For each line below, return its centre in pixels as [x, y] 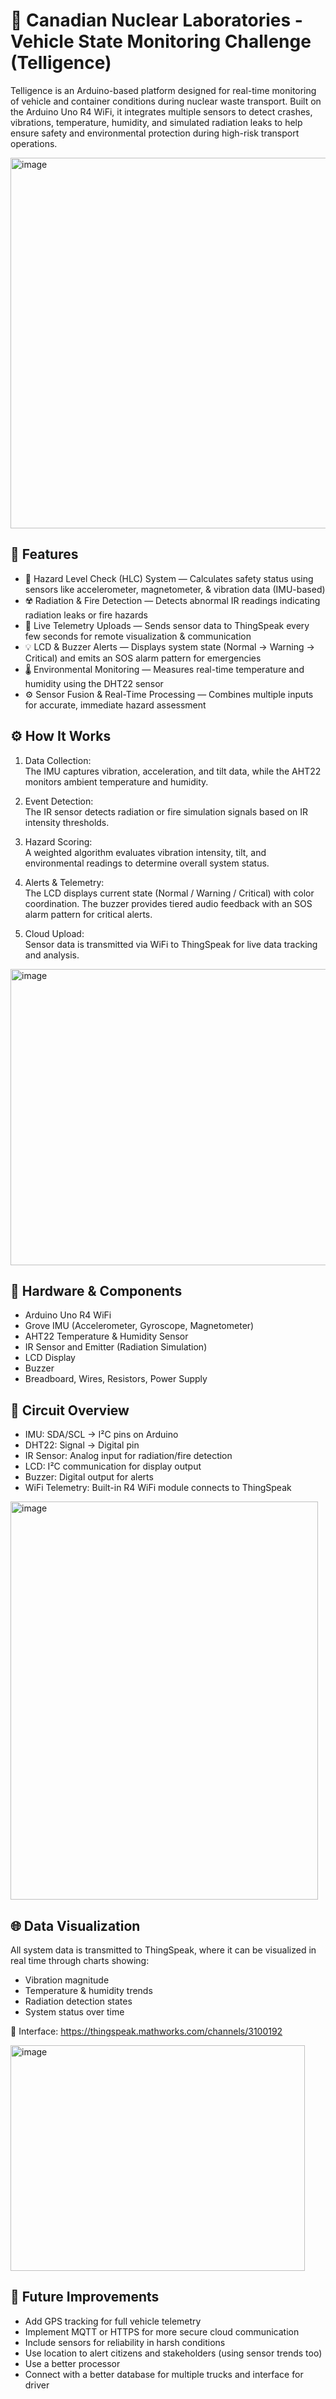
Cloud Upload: [54, 933]
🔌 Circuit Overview [70, 1410]
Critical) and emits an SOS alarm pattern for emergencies [143, 658]
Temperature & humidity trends [88, 1990]
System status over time [74, 2012]
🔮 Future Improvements [85, 2297]
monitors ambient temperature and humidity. [116, 781]
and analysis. [52, 955]
